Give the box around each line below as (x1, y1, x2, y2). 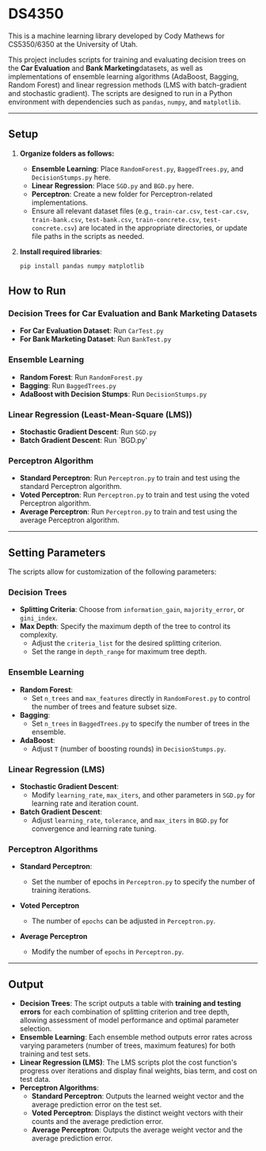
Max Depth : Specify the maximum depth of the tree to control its (19, 622, 231, 631)
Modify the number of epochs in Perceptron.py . (31, 947, 184, 957)
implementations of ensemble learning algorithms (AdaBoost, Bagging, (8, 71, 239, 81)
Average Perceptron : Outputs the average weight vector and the (31, 1125, 243, 1135)
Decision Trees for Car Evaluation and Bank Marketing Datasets (8, 307, 257, 318)
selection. (19, 1024, 52, 1034)
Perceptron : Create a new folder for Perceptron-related (31, 189, 213, 198)
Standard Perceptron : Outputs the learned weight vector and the (31, 1091, 244, 1101)
